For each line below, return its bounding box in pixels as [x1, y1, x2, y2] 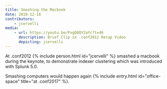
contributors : [5, 16, 35, 21]
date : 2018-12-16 [5, 12, 41, 17]
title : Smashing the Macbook [5, 7, 66, 12]
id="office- [138, 73, 161, 79]
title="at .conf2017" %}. [20, 78, 70, 84]
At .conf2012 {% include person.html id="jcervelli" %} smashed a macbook [5, 53, 160, 59]
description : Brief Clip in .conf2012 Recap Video [18, 35, 126, 40]
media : [5, 26, 19, 31]
